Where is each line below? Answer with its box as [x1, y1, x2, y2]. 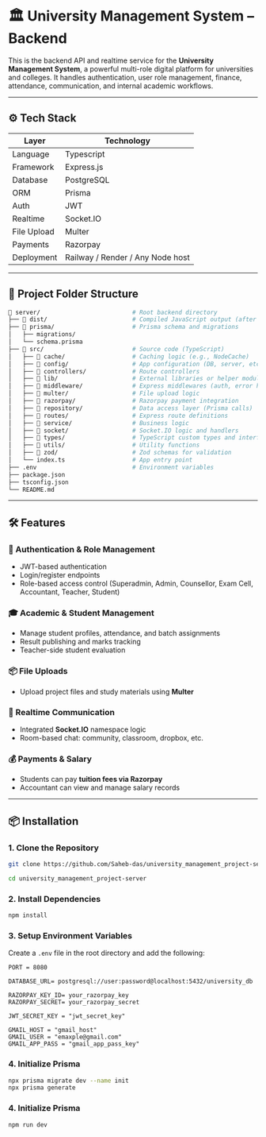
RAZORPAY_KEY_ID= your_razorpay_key [8, 992, 129, 1000]
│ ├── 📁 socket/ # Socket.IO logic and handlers [8, 427, 239, 435]
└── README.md [8, 485, 55, 493]
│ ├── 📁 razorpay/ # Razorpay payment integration [8, 397, 239, 405]
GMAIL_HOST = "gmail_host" [8, 1027, 97, 1035]
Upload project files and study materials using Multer [19, 686, 194, 696]
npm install [8, 911, 47, 919]
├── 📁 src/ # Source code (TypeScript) [8, 345, 225, 353]
